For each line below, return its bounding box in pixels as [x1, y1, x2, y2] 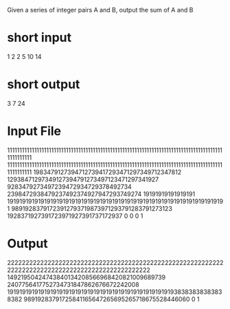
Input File [7, 124, 62, 139]
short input [7, 30, 72, 45]
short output [7, 77, 80, 92]
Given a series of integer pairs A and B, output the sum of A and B [7, 6, 194, 14]
